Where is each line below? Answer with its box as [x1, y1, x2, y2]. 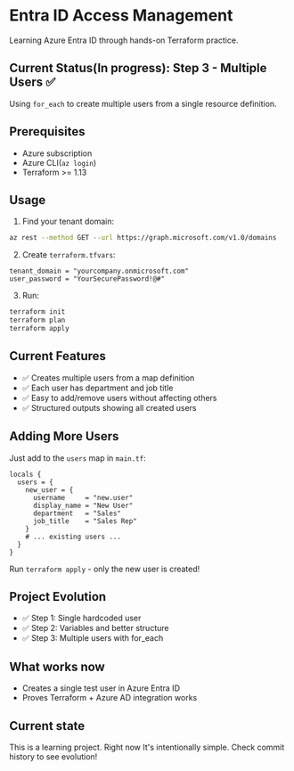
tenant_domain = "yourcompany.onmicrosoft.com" [9, 267, 190, 276]
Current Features [9, 349, 107, 364]
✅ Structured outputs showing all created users [21, 402, 197, 413]
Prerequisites [9, 124, 86, 139]
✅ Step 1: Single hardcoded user [21, 612, 142, 624]
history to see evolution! [9, 750, 98, 762]
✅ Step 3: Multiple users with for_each [21, 633, 164, 644]
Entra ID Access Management [9, 5, 233, 26]
